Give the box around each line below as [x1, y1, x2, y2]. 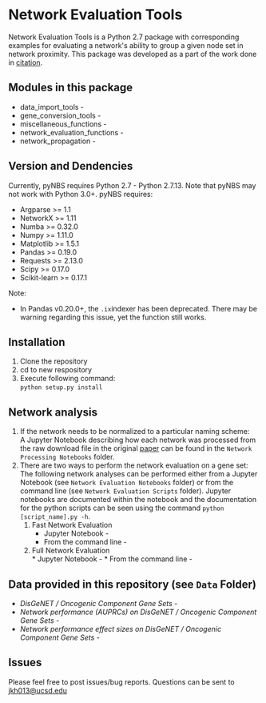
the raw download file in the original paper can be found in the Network [19, 444, 252, 453]
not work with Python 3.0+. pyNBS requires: [8, 189, 153, 199]
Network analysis [8, 405, 98, 419]
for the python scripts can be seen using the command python [19, 503, 224, 513]
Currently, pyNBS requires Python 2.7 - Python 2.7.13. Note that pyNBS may [8, 180, 256, 190]
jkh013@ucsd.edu [8, 685, 68, 695]
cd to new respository [19, 365, 93, 375]
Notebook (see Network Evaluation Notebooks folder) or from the [19, 478, 234, 488]
